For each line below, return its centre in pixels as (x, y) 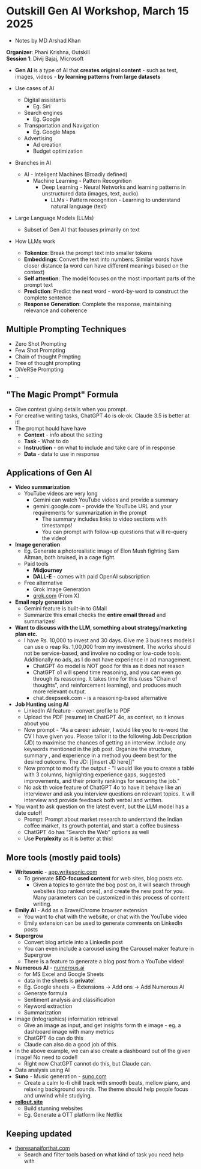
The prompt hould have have (50, 428)
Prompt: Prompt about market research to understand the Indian (103, 820)
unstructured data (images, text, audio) (90, 193)
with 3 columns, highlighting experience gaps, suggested (95, 775)
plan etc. (26, 634)
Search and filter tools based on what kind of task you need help (104, 1155)
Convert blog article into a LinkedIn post (73, 942)
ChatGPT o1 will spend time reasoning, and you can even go (107, 672)
